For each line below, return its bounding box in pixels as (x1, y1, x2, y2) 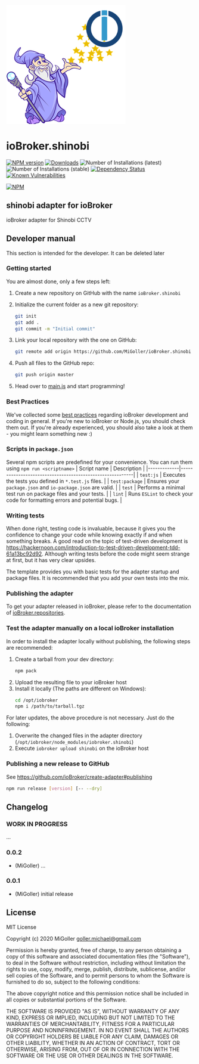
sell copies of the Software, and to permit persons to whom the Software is (6, 972, 191, 979)
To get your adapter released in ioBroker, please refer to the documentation (6, 603, 192, 610)
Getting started (6, 264, 52, 272)
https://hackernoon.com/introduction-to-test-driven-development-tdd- (6, 544, 181, 551)
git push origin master (14, 372, 74, 378)
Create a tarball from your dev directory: (14, 655, 114, 663)
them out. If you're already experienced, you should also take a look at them (6, 424, 193, 431)
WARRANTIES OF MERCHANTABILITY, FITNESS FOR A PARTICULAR (6, 1020, 175, 1027)
